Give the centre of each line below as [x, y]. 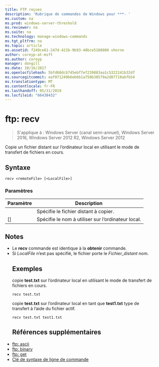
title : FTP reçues [23, 9]
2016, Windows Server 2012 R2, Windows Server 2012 [71, 138]
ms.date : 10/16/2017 [26, 68]
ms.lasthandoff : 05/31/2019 [33, 91]
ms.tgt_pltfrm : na [23, 41]
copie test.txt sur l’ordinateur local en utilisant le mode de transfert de [82, 280]
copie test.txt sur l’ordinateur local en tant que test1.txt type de [75, 303]
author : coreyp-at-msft [29, 55]
